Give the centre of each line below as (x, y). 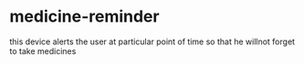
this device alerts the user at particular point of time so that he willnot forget (152, 41)
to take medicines (43, 50)
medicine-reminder (84, 17)
